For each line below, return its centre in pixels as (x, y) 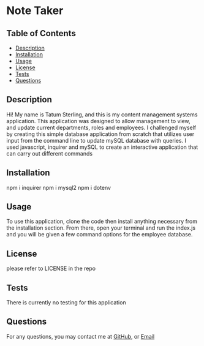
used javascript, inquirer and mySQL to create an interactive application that (102, 147)
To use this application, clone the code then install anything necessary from (102, 222)
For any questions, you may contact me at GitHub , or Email (81, 336)
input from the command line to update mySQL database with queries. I (96, 140)
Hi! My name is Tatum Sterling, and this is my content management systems (102, 115)
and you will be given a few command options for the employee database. (100, 235)
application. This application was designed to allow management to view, (99, 121)
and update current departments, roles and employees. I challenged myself (101, 127)
